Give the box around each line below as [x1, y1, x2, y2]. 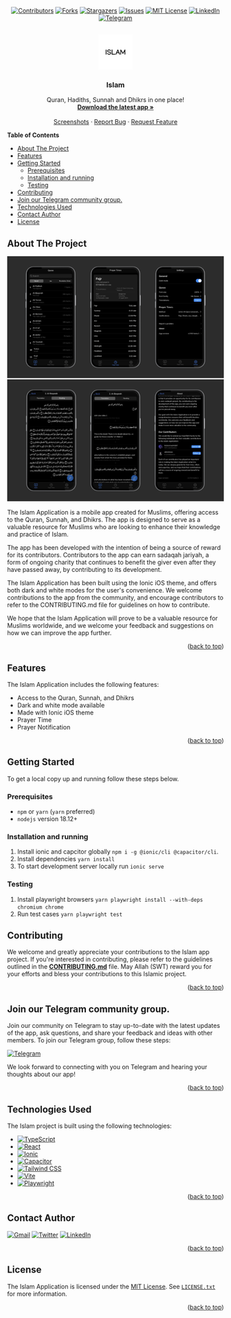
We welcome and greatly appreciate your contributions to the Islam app [7, 948, 210, 956]
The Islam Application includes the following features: [7, 680, 159, 688]
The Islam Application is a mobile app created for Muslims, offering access [7, 508, 219, 517]
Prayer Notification [16, 723, 71, 731]
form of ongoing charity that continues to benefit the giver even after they [7, 558, 217, 566]
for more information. [7, 1289, 67, 1298]
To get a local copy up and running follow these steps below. [7, 774, 179, 783]
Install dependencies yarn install [16, 855, 115, 863]
